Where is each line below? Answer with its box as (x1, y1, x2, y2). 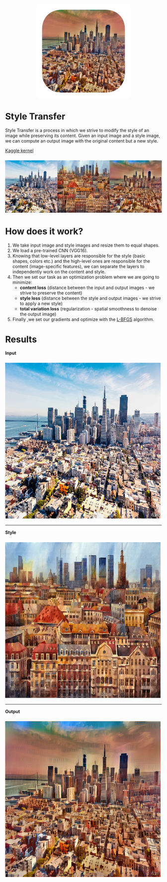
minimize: (12, 279, 32, 285)
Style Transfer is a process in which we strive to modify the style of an (5, 127, 150, 133)
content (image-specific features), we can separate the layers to (12, 263, 145, 269)
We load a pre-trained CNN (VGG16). (12, 247, 88, 253)
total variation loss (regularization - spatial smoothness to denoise (19, 305, 157, 311)
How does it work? (5, 226, 83, 237)
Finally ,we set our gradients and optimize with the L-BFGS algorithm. (12, 316, 155, 322)
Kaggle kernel (5, 147, 34, 153)
